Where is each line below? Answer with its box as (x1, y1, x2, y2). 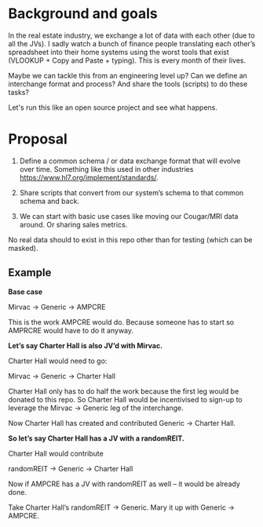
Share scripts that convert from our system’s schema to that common (19, 187, 244, 197)
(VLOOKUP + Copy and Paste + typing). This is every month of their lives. (8, 56, 247, 65)
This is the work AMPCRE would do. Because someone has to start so (8, 317, 234, 326)
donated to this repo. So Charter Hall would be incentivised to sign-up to (8, 394, 243, 404)
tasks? (8, 87, 30, 96)
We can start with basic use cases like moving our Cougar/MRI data (19, 211, 239, 220)
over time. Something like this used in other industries (19, 164, 194, 173)
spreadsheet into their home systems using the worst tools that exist (8, 47, 229, 56)
